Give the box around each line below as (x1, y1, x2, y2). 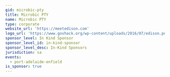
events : (5, 54, 22, 60)
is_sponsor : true (5, 64, 42, 69)
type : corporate (5, 21, 39, 27)
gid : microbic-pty (5, 7, 44, 13)
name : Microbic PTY (5, 17, 47, 22)
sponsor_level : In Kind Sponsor (5, 36, 73, 41)
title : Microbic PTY (5, 12, 49, 17)
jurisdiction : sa (5, 50, 42, 55)
